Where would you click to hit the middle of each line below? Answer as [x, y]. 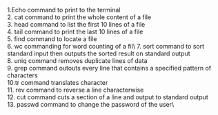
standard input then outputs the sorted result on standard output [99, 53]
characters [22, 75]
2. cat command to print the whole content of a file [79, 17]
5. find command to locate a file [52, 39]
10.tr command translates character [58, 82]
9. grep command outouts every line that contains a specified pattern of [109, 68]
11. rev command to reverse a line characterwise [76, 90]
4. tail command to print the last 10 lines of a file [75, 31]
